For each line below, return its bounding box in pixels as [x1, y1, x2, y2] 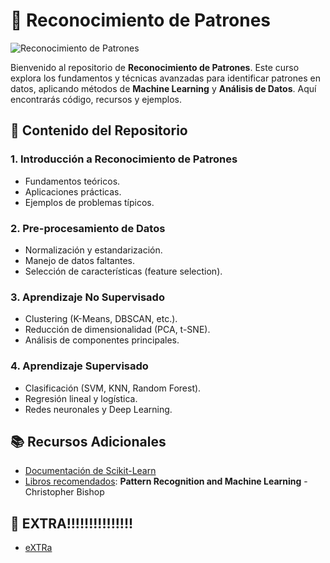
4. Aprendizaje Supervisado [10, 359, 149, 373]
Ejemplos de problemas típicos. [24, 196, 155, 208]
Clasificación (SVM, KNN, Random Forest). [24, 382, 202, 394]
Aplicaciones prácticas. [24, 185, 122, 198]
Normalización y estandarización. [24, 244, 163, 256]
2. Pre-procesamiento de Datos [10, 221, 166, 235]
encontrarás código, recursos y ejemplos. [10, 93, 182, 105]
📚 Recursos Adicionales [10, 433, 167, 450]
